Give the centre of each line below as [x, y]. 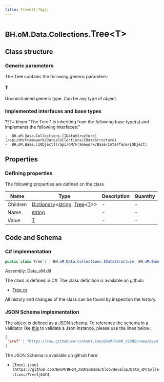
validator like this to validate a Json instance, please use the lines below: [78, 328]
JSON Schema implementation [42, 312]
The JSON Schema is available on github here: [52, 356]
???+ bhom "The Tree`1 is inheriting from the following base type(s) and [77, 122]
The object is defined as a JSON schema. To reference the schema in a [77, 323]
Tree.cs [20, 290]
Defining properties [29, 173]
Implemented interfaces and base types [53, 111]
